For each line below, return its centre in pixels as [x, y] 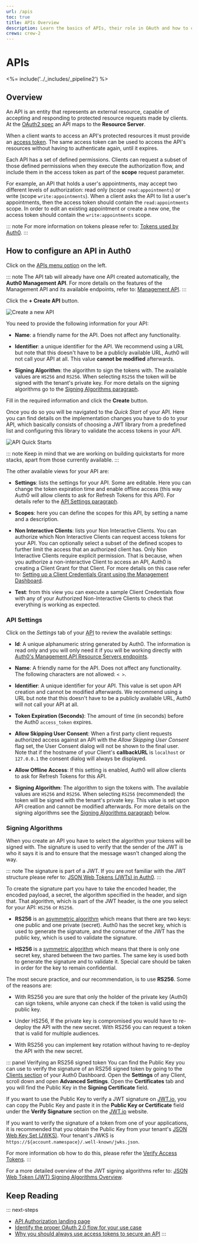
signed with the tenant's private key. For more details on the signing [97, 383]
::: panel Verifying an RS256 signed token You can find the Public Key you [95, 1063]
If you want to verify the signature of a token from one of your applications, [97, 1123]
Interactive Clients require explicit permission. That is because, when [98, 555]
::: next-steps [22, 1210]
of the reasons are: [29, 985]
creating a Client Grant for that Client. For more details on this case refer [102, 568]
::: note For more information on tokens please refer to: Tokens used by [92, 226]
